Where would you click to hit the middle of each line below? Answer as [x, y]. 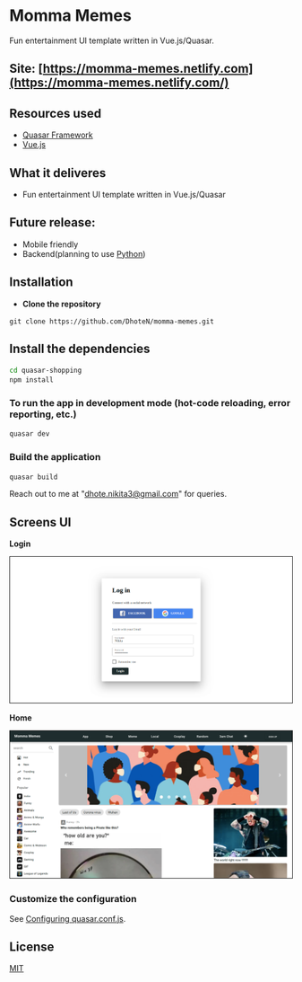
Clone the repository [61, 304]
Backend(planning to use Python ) [84, 253]
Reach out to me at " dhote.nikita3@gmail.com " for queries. [118, 494]
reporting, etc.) [43, 414]
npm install [31, 380]
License [32, 947]
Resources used [55, 113]
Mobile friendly [50, 244]
